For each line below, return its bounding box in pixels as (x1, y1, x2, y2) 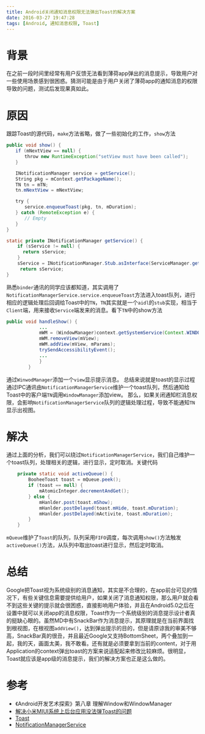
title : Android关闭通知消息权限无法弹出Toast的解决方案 (6, 9, 136, 15)
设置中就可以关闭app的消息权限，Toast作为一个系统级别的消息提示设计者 (6, 610, 190, 617)
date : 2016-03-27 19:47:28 (6, 15, 75, 21)
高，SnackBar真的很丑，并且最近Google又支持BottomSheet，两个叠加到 (6, 632, 188, 639)
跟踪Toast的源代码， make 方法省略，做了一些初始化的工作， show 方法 (6, 130, 176, 137)
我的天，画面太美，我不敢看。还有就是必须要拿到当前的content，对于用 (16, 640, 197, 647)
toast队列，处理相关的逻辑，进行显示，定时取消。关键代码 (11, 459, 158, 466)
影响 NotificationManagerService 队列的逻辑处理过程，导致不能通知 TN (22, 398, 195, 406)
